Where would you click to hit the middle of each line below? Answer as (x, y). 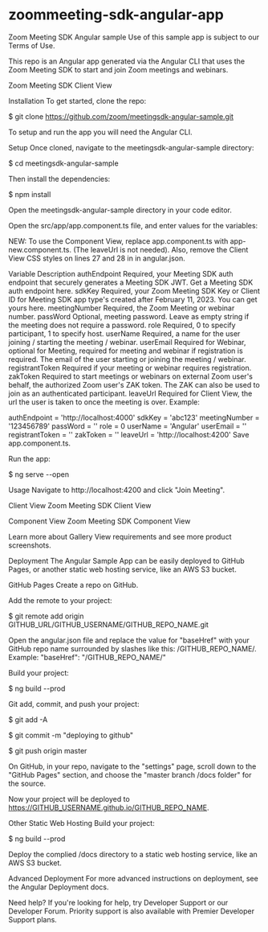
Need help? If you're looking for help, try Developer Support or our (118, 902)
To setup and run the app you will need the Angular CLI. (100, 132)
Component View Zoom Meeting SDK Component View (99, 521)
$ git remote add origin (46, 616)
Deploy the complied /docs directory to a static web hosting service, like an (133, 854)
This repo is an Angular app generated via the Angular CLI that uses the (127, 61)
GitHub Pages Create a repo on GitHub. (73, 585)
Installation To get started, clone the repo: (77, 101)
